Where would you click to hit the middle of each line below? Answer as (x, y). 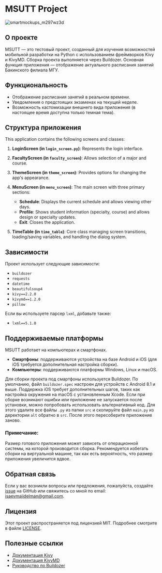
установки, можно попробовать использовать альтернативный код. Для (80, 405)
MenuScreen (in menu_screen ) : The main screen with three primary (78, 187)
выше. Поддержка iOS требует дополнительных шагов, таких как (73, 389)
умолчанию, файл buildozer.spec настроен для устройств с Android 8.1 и (80, 384)
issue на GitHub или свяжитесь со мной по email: (56, 491)
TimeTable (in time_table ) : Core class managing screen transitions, (79, 232)
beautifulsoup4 (27, 289)
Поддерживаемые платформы (54, 338)
